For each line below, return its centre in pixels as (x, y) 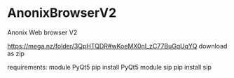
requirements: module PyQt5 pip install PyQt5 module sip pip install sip (109, 67)
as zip (16, 53)
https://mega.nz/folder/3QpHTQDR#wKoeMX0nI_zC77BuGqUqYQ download (117, 46)
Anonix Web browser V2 (42, 32)
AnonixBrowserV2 (62, 13)
